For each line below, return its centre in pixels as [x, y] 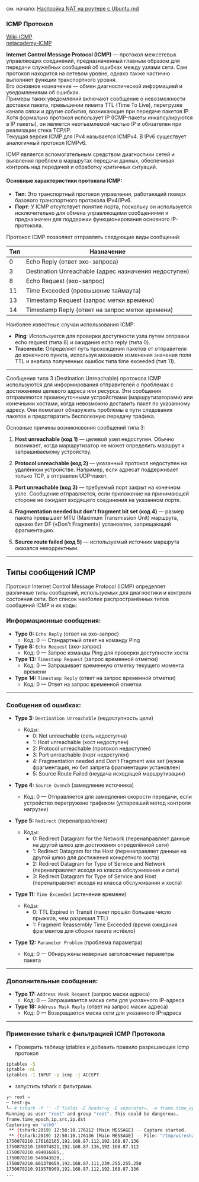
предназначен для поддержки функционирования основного [92, 219]
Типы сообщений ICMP [51, 572]
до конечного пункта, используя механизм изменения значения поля [103, 355]
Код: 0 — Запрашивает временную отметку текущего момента [104, 665]
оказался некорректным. [46, 548]
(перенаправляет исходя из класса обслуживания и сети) [106, 870]
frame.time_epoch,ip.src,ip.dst [46, 1119]
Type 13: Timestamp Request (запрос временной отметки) [86, 659]
